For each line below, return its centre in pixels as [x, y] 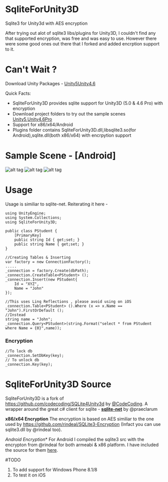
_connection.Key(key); [29, 364]
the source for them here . [32, 450]
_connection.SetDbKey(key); [35, 356]
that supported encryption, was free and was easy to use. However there [81, 38]
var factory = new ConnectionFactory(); [48, 262]
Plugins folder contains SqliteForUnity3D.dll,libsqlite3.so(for [74, 130]
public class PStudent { [31, 231]
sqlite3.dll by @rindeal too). [33, 430]
